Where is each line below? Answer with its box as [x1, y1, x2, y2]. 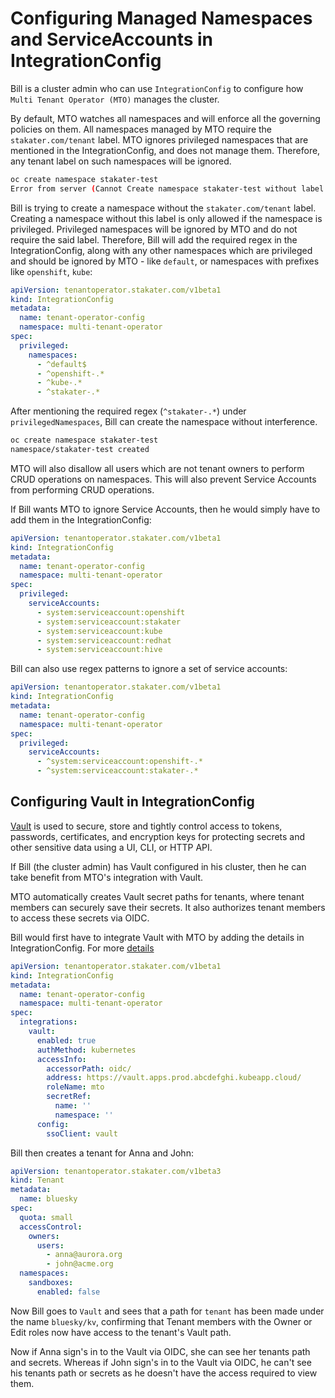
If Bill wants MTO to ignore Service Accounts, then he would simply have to [10, 503, 321, 515]
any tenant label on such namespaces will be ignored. [10, 155, 232, 167]
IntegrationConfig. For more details [10, 942, 155, 954]
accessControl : [19, 1222, 83, 1232]
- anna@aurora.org [46, 1250, 123, 1260]
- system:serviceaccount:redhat [36, 635, 172, 646]
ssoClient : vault [46, 1128, 118, 1139]
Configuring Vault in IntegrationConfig [10, 793, 255, 811]
